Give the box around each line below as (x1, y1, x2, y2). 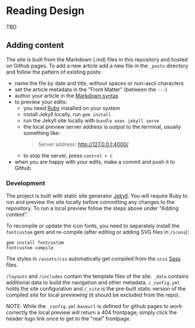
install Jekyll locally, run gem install (23, 111, 111, 118)
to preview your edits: (14, 98, 67, 105)
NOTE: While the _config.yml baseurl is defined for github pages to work (6, 303, 183, 310)
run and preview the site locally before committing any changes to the (6, 199, 175, 206)
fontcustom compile (6, 245, 54, 251)
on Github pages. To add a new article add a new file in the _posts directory (6, 62, 189, 69)
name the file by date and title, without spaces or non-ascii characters (14, 80, 184, 87)
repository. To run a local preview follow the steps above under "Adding (6, 205, 179, 212)
